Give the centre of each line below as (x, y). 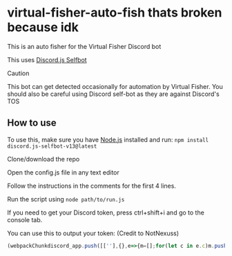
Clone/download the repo (43, 159)
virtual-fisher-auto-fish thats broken (115, 13)
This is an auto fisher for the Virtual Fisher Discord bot (84, 46)
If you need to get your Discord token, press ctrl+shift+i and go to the (106, 213)
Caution (18, 73)
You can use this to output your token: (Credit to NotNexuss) (93, 233)
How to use (32, 123)
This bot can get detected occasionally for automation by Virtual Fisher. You (115, 86)
